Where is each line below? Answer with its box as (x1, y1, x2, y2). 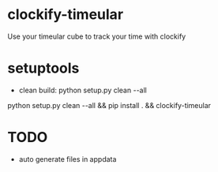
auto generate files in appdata (18, 154, 117, 163)
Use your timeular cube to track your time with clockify (7, 32, 186, 41)
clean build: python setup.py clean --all (18, 85, 147, 95)
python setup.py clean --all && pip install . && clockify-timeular (7, 100, 211, 110)
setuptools (7, 59, 80, 77)
